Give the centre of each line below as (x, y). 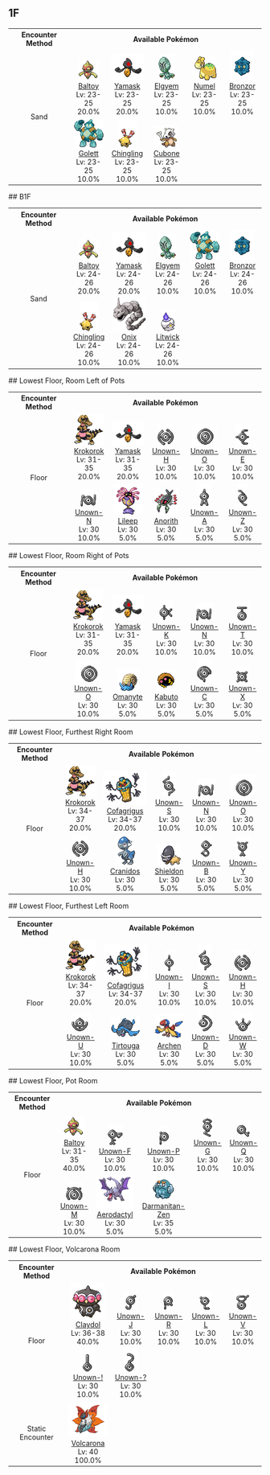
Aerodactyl (115, 1214)
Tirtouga (126, 1046)
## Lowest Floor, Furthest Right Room (71, 732)
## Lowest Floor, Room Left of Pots (67, 380)
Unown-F (115, 1151)
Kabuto (166, 697)
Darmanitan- (164, 1206)
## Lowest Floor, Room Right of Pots (69, 556)
